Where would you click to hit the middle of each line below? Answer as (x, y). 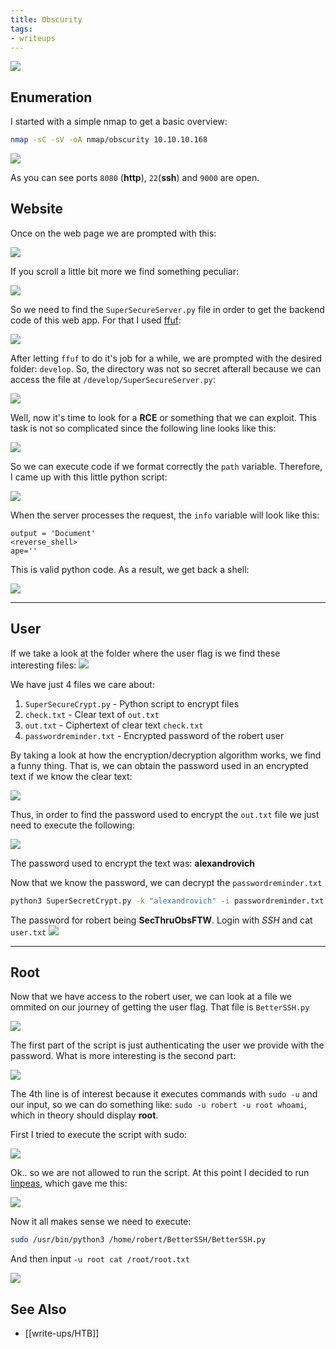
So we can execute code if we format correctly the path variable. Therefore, (166, 466)
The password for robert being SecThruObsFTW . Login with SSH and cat (161, 920)
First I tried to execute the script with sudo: (99, 1135)
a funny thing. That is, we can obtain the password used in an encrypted (159, 765)
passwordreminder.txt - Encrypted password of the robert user (154, 735)
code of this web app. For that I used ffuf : (96, 320)
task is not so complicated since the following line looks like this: (143, 428)
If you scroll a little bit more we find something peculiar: (124, 271)
